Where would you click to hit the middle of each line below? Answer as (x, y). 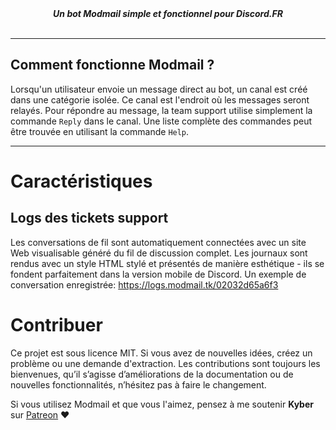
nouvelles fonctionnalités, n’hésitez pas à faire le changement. (138, 384)
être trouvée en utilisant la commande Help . (100, 131)
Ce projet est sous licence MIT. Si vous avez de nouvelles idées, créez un (161, 353)
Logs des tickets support (89, 218)
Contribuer (56, 325)
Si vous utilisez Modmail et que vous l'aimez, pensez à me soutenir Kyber (162, 404)
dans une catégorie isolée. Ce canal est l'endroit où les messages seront (160, 99)
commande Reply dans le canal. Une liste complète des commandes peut (161, 121)
